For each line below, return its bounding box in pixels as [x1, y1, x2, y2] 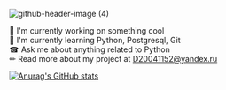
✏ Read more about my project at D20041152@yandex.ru [9, 54, 218, 64]
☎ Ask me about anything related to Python [9, 44, 170, 55]
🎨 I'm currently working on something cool [9, 26, 165, 35]
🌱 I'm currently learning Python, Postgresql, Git [9, 35, 181, 45]
